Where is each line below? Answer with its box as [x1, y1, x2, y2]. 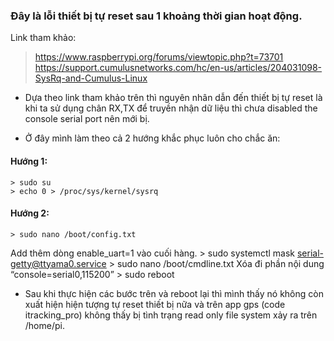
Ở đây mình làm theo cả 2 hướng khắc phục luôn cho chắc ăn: [24, 132, 281, 144]
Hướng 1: [10, 155, 48, 167]
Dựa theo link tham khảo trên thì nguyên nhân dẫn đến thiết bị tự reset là [24, 92, 323, 104]
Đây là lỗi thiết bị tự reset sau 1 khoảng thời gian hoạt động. [10, 9, 303, 23]
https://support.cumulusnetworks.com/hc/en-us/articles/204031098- [34, 62, 323, 74]
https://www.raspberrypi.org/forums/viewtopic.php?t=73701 [34, 51, 284, 63]
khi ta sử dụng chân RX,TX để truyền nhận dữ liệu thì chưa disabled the [24, 102, 318, 114]
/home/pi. [24, 319, 65, 331]
